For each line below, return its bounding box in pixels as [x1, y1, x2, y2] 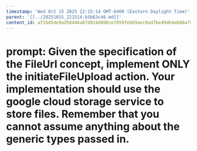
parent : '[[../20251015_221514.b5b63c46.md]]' [6, 14, 122, 20]
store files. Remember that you [6, 107, 159, 120]
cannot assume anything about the [6, 120, 180, 133]
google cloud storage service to [6, 95, 164, 108]
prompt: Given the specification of [6, 45, 177, 58]
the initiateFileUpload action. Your [6, 70, 175, 83]
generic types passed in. [6, 132, 130, 146]
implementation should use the [6, 82, 161, 96]
